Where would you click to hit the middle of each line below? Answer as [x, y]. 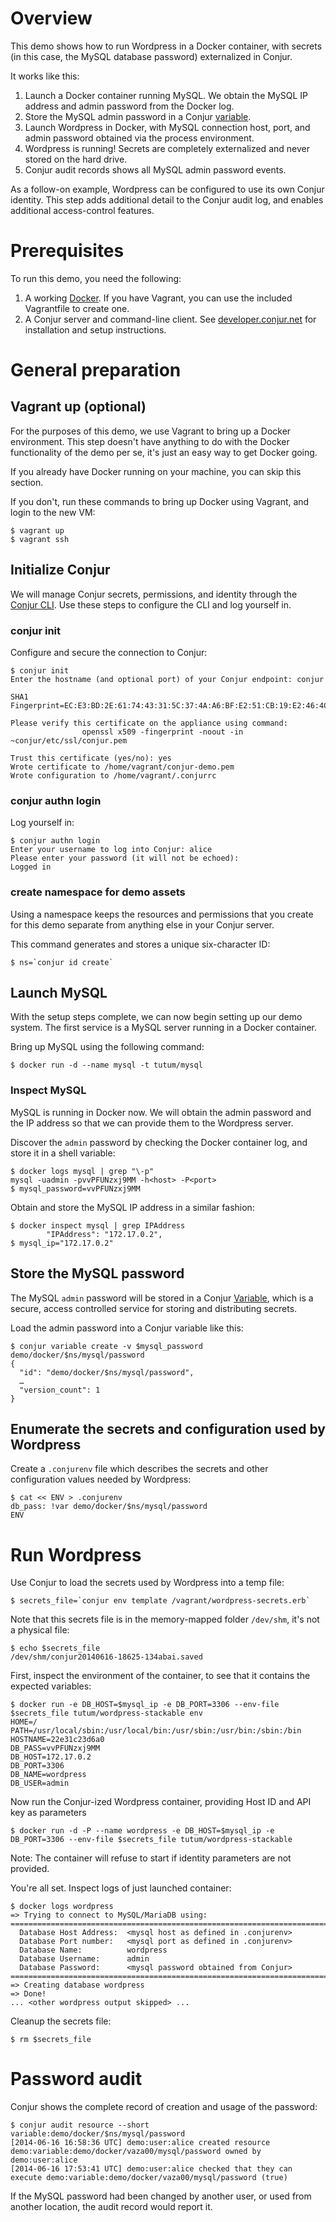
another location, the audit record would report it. [111, 2207]
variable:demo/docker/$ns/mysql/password [98, 2134]
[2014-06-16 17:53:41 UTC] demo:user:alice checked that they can [151, 2169]
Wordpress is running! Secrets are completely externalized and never [167, 148]
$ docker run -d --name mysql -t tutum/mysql [106, 1065]
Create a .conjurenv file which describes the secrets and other [139, 1469]
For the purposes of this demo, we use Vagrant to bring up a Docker [151, 431]
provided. [30, 1869]
